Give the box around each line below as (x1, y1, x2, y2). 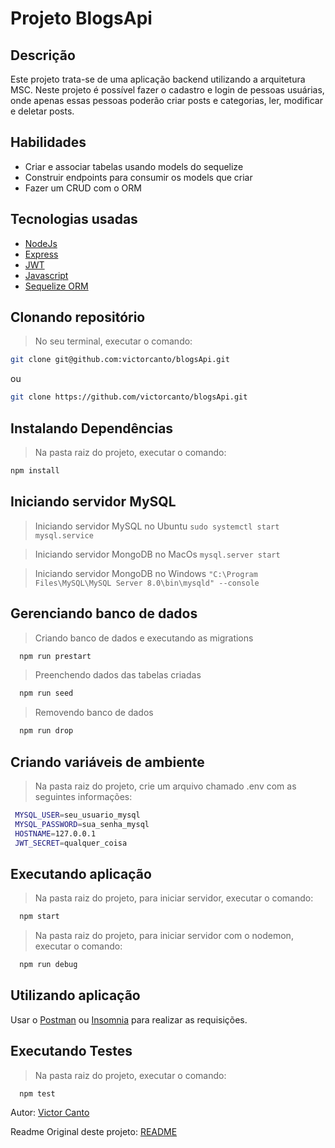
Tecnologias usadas (10, 211, 138, 228)
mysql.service (34, 530, 94, 541)
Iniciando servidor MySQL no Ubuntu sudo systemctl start (34, 520, 280, 532)
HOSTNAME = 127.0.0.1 (14, 828, 97, 839)
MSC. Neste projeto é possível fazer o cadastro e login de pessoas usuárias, (10, 84, 325, 96)
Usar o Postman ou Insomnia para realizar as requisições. (10, 1013, 248, 1026)
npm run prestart (19, 651, 92, 661)
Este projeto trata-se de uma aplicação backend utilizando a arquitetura (10, 73, 306, 85)
